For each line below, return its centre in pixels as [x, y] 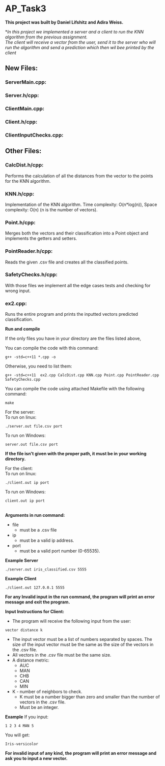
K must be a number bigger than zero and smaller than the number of [90, 697]
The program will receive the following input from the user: [71, 621]
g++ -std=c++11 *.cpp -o [30, 357]
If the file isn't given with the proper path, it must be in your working [76, 454]
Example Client [21, 579]
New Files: [22, 68]
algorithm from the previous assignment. [46, 37]
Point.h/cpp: [20, 222]
